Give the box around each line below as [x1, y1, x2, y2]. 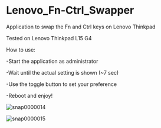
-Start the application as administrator [6, 57, 98, 65]
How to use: [6, 46, 35, 53]
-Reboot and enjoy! [6, 92, 53, 99]
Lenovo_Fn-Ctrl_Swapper [6, 4, 134, 17]
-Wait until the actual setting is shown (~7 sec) [6, 69, 119, 76]
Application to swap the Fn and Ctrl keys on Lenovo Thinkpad [6, 23, 156, 30]
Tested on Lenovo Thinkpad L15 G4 [6, 34, 93, 41]
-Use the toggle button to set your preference [6, 81, 117, 88]
